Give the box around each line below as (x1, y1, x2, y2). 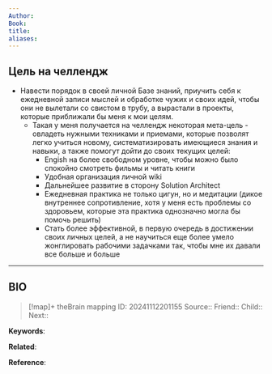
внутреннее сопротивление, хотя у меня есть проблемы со (44, 198, 252, 207)
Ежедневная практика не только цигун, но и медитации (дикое (44, 189, 263, 199)
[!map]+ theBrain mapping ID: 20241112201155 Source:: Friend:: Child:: (28, 301, 263, 312)
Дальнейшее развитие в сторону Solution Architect (44, 181, 221, 190)
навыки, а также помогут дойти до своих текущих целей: (32, 147, 231, 156)
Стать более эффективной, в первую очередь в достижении (44, 223, 253, 233)
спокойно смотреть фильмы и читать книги (44, 164, 196, 173)
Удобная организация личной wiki (44, 172, 162, 182)
